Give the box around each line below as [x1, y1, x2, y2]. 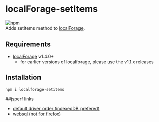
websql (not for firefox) [12, 111, 61, 117]
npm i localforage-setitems [5, 87, 65, 92]
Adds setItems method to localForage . [5, 25, 85, 31]
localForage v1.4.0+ [12, 53, 54, 59]
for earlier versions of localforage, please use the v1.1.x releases [20, 59, 154, 65]
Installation [5, 73, 42, 82]
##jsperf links [5, 96, 34, 102]
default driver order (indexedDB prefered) [12, 105, 100, 111]
